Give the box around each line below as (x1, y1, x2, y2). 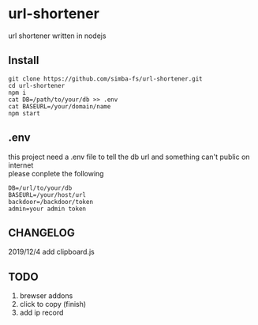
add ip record (19, 308, 64, 317)
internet (8, 160, 34, 170)
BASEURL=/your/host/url (8, 191, 87, 198)
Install (8, 54, 39, 67)
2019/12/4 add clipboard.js (8, 247, 95, 257)
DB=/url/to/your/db (8, 183, 73, 192)
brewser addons (19, 291, 73, 300)
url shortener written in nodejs (8, 31, 107, 40)
